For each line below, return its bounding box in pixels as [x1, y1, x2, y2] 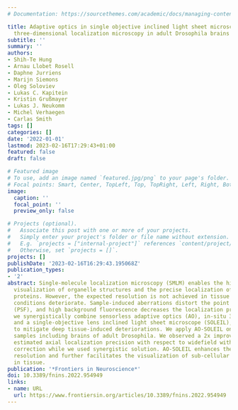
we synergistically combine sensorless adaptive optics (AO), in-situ [13, 313, 227, 320]
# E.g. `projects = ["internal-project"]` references [7, 240, 176, 247]
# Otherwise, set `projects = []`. [7, 246, 119, 254]
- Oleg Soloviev [7, 82, 55, 89]
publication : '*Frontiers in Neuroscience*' [7, 365, 141, 372]
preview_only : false [13, 207, 74, 215]
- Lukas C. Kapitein [7, 89, 69, 96]
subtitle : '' [7, 36, 46, 43]
